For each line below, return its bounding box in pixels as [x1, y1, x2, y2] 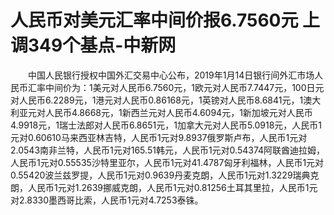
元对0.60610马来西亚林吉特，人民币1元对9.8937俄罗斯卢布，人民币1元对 [10, 131, 308, 143]
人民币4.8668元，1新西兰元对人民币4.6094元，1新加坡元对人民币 [44, 106, 313, 118]
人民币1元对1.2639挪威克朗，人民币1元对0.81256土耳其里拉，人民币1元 [27, 181, 318, 193]
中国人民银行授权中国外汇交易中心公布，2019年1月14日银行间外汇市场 [27, 69, 315, 81]
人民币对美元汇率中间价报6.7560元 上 [10, 9, 321, 32]
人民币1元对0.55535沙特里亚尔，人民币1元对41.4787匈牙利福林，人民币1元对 [10, 156, 325, 168]
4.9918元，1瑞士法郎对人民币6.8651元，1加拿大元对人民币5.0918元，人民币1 [10, 119, 323, 131]
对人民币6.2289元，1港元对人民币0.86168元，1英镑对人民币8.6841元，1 [10, 94, 304, 106]
